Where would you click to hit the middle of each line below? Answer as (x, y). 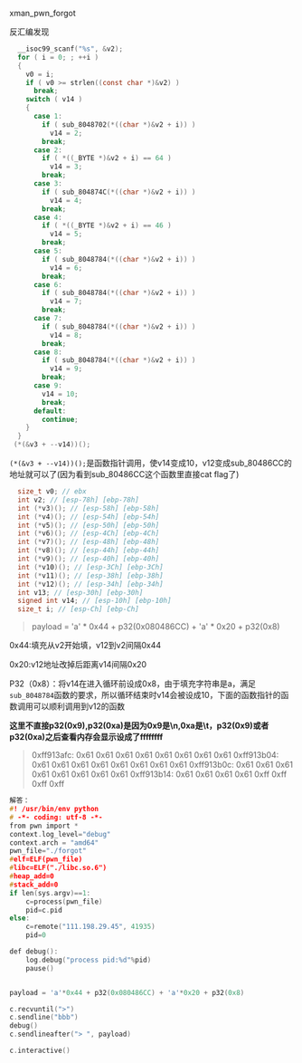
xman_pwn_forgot (43, 13)
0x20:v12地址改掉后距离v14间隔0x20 (78, 665)
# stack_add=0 (34, 885)
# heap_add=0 (32, 876)
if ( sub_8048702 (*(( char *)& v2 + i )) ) (119, 124)
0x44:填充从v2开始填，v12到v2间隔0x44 (85, 646)
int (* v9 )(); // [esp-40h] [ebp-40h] (89, 559)
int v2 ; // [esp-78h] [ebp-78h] (79, 500)
